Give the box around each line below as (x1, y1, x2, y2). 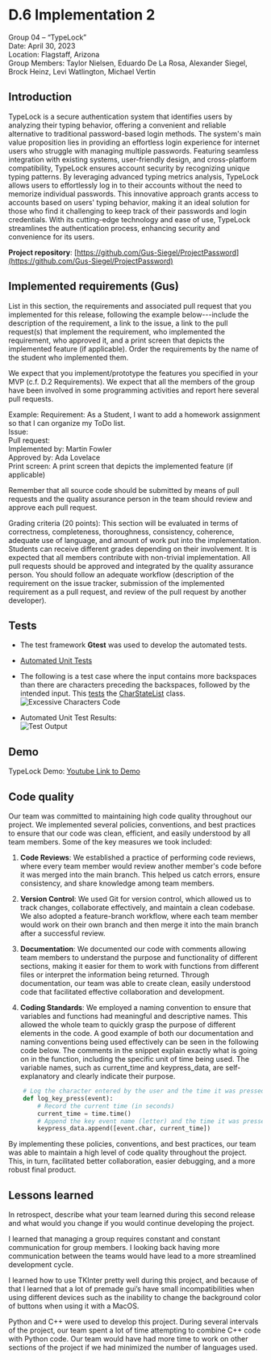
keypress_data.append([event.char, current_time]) (37, 1125, 211, 1133)
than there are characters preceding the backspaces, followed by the (19, 680, 250, 690)
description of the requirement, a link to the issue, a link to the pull (8, 318, 228, 328)
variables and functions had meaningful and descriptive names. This (19, 1012, 248, 1021)
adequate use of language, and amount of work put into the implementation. (8, 535, 261, 545)
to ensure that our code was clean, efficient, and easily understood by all (8, 828, 251, 838)
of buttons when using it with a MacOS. (8, 1301, 140, 1311)
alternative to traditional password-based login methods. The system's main (8, 128, 262, 138)
